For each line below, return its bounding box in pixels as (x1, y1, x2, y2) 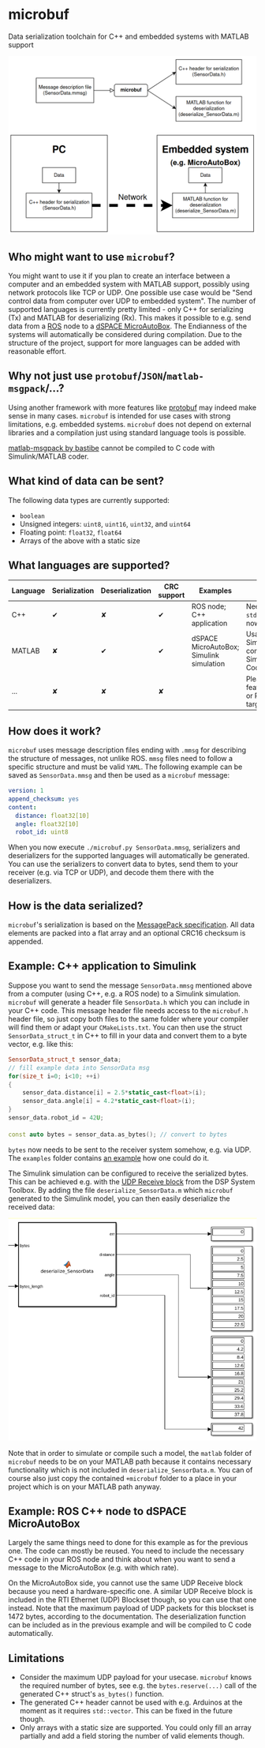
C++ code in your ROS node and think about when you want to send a (8, 1555, 236, 1564)
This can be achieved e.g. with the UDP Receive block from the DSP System (8, 1176, 256, 1186)
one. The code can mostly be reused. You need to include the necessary (8, 1546, 244, 1556)
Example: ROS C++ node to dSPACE (8, 1504, 187, 1517)
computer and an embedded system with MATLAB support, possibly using (8, 279, 250, 289)
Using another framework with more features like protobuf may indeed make (8, 403, 257, 412)
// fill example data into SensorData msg (8, 1063, 150, 1071)
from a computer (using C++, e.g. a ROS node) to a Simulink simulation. (8, 988, 241, 998)
